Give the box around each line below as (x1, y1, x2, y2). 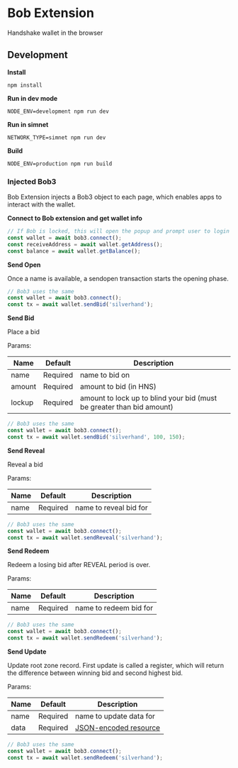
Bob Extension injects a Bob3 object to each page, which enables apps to (7, 193, 222, 202)
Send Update (7, 647, 47, 656)
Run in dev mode (7, 94, 58, 102)
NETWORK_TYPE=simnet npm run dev (7, 133, 106, 141)
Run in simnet (7, 120, 49, 128)
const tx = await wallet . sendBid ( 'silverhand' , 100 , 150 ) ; (7, 433, 186, 441)
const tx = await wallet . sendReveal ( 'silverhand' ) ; (7, 534, 163, 541)
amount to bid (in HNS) (80, 382, 157, 392)
